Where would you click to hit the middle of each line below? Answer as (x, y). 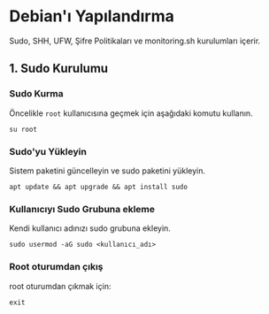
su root (23, 129)
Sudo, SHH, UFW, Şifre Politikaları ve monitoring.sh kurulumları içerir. (135, 41)
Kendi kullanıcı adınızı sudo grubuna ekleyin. (90, 228)
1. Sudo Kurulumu (59, 69)
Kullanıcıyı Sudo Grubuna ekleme (82, 209)
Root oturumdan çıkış (56, 267)
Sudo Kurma (36, 94)
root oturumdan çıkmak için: (60, 286)
